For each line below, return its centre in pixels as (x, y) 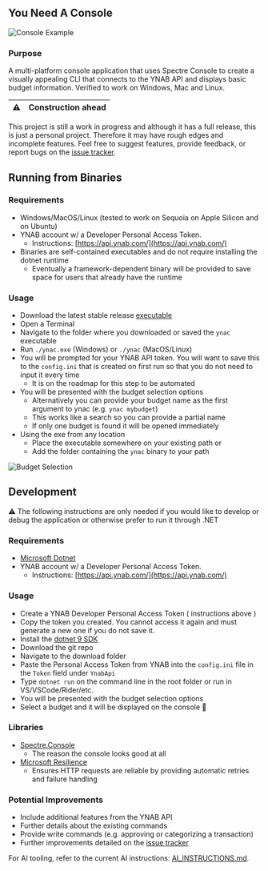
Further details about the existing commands (94, 826)
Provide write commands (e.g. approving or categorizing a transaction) (137, 834)
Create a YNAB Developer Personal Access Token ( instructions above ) (138, 613)
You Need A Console (61, 13)
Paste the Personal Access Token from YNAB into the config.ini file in (136, 664)
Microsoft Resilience (54, 762)
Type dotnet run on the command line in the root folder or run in (126, 681)
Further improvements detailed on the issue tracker (104, 843)
